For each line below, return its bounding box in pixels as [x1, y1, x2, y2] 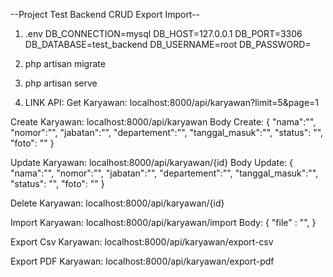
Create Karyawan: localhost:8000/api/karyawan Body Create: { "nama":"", [10, 116, 317, 128]
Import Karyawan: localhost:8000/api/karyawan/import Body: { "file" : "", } [10, 217, 317, 228]
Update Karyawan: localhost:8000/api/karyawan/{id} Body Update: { [10, 157, 293, 168]
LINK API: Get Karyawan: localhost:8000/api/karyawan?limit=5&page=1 [24, 97, 320, 108]
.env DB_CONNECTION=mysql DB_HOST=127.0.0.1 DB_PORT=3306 [24, 28, 303, 39]
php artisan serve [24, 77, 98, 89]
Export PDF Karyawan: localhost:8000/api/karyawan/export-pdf [10, 255, 275, 267]
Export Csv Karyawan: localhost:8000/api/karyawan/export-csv [10, 236, 274, 248]
